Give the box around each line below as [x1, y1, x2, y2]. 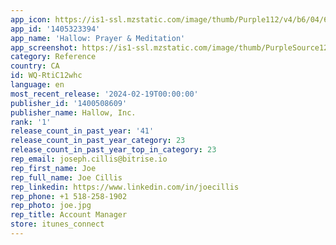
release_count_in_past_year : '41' [10, 126, 155, 136]
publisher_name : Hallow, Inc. [10, 107, 137, 118]
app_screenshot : [10, 42, 78, 53]
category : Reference [10, 52, 97, 62]
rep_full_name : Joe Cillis [10, 172, 123, 183]
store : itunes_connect [10, 219, 105, 230]
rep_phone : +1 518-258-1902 [10, 191, 128, 201]
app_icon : [10, 14, 52, 25]
